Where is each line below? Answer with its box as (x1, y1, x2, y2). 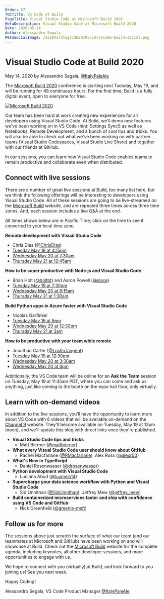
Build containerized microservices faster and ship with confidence (12, 495, 153, 500)
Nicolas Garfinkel (12, 312, 48, 318)
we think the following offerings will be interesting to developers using (5, 192, 148, 198)
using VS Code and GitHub (12, 500, 68, 506)
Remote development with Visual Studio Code (5, 232, 102, 238)
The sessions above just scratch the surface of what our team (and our (5, 533, 150, 539)
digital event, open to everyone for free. (5, 93, 86, 99)
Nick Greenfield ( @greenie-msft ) (19, 505, 87, 511)
